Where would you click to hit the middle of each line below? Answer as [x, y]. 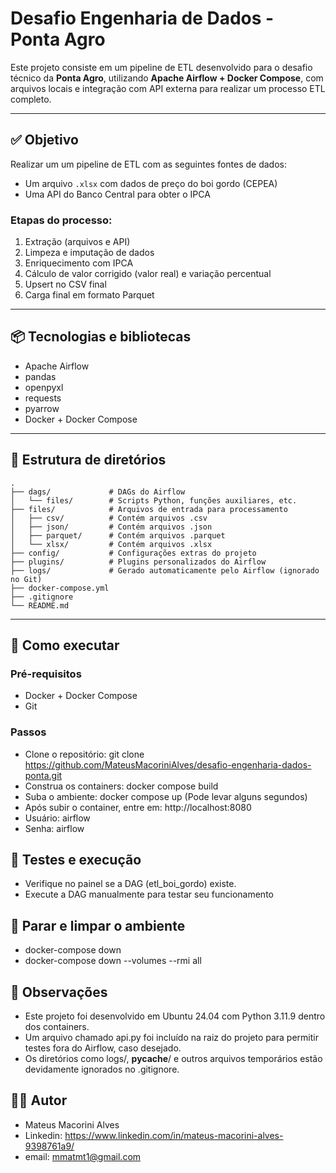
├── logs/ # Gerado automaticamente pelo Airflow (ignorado [165, 570]
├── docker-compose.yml [60, 588]
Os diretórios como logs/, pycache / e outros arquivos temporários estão [173, 1059]
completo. [31, 99]
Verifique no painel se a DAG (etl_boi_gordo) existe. [130, 884]
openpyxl [44, 387]
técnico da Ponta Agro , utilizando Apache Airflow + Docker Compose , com [167, 78]
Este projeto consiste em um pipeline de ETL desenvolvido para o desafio [161, 67]
